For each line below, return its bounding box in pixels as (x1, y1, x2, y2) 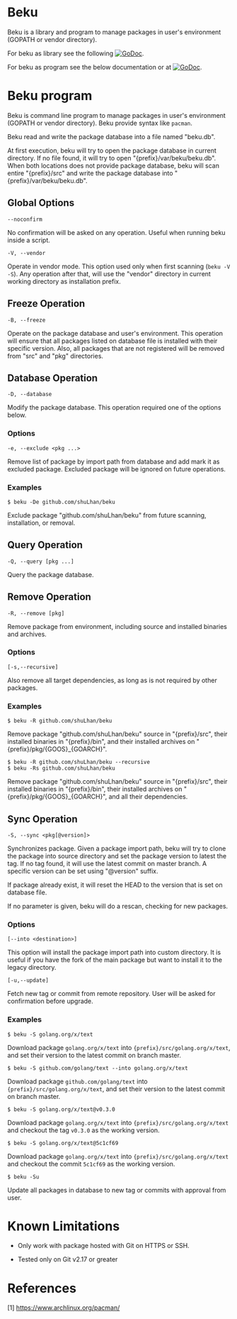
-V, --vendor (7, 249, 46, 256)
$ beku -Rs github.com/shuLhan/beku (7, 765, 115, 772)
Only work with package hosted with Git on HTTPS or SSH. (17, 1242, 190, 1250)
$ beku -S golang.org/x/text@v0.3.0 (7, 1105, 115, 1113)
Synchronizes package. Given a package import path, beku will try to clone (7, 844, 226, 853)
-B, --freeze (7, 317, 46, 324)
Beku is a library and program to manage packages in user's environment (7, 28, 221, 36)
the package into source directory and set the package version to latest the (7, 851, 227, 860)
